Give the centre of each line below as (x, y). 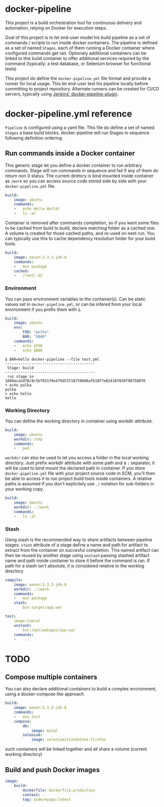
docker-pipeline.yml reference (69, 114)
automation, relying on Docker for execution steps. (56, 28)
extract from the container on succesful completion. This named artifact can (82, 550)
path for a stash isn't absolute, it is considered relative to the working (75, 566)
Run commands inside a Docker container (70, 153)
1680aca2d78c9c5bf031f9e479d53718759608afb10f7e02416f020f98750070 (75, 381)
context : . (34, 795)
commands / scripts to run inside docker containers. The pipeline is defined (81, 42)
